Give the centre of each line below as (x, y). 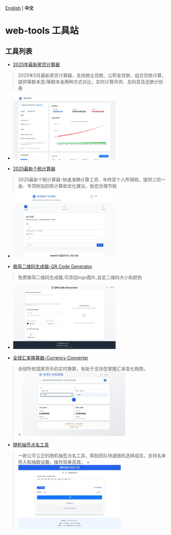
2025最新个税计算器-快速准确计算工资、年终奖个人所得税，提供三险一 (92, 180)
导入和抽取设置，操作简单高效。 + (54, 462)
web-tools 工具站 (42, 31)
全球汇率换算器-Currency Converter (50, 358)
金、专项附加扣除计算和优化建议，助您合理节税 (67, 186)
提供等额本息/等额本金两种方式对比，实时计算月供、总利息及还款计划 (90, 82)
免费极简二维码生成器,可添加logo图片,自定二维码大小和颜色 (80, 277)
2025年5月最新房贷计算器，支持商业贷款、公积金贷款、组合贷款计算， (92, 75)
